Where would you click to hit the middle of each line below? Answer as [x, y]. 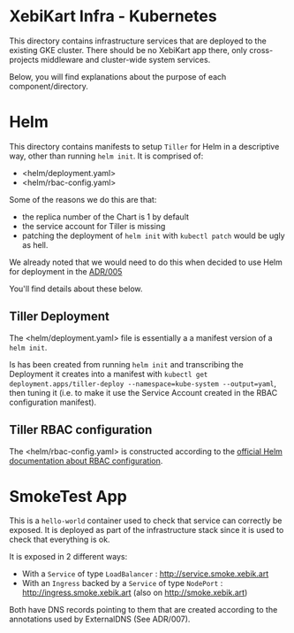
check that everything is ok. [60, 540]
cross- [261, 50]
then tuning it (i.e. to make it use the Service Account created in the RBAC [143, 392]
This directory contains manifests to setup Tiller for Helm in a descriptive [144, 146]
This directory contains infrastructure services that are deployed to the [138, 41]
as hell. [35, 244]
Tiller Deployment [60, 316]
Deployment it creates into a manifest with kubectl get [109, 374]
